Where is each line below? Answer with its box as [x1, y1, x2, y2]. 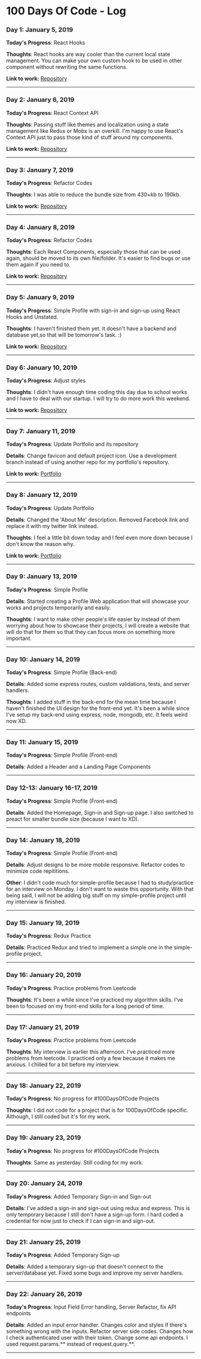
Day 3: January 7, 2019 [6, 166, 74, 174]
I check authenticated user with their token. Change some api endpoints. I [6, 1334, 188, 1342]
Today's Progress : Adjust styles [6, 377, 86, 384]
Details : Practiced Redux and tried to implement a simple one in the [6, 944, 173, 951]
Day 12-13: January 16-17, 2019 [6, 784, 98, 792]
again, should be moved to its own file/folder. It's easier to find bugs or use [6, 254, 191, 262]
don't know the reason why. [6, 540, 75, 547]
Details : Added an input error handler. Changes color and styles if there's [6, 1321, 187, 1328]
